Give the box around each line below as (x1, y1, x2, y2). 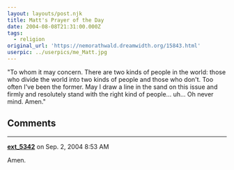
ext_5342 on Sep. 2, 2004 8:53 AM (7, 142, 109, 151)
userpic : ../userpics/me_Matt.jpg (7, 49, 108, 56)
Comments (7, 117, 56, 129)
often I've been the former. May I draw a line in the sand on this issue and (7, 83, 218, 91)
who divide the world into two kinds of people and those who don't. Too (7, 75, 214, 83)
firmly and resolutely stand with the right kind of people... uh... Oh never (7, 90, 214, 98)
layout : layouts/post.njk (7, 10, 82, 17)
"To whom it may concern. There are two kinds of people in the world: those (7, 67, 226, 76)
